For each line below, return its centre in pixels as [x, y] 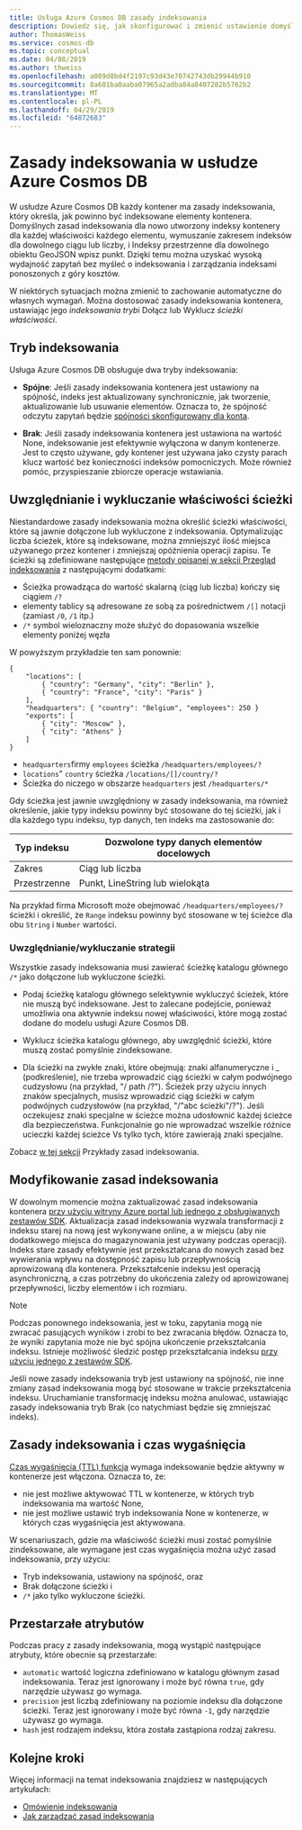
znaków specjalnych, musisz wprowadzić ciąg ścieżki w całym [138, 1095]
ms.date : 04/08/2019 [48, 59]
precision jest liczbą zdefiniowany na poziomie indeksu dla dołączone [152, 1701]
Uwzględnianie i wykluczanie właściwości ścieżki [151, 500]
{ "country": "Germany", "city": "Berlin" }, [129, 684]
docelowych [184, 853]
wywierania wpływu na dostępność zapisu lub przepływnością [125, 1259]
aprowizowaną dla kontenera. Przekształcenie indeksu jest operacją [135, 1268]
